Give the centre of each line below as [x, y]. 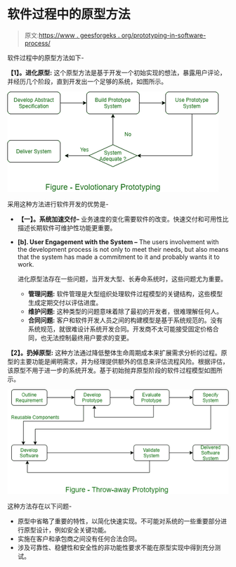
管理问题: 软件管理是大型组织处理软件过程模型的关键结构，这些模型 [125, 293]
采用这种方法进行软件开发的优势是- [58, 204]
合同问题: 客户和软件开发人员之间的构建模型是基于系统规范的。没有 [125, 320]
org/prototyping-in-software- [164, 35]
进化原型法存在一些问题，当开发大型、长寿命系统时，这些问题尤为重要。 [122, 279]
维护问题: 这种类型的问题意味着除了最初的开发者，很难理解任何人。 [125, 311]
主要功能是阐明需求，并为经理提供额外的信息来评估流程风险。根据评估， [124, 361]
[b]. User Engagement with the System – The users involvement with [118, 242]
